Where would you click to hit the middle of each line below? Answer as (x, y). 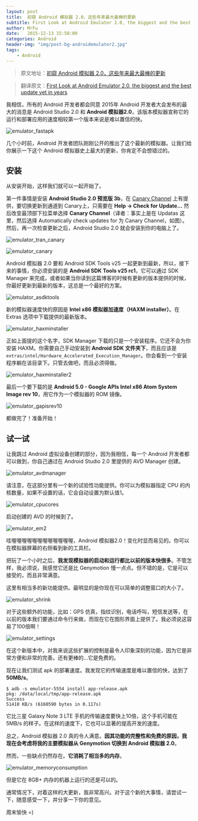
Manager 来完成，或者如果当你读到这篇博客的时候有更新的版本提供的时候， (98, 278)
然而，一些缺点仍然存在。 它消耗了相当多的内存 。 (65, 756)
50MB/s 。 (19, 678)
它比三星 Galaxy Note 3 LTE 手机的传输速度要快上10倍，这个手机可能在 (92, 716)
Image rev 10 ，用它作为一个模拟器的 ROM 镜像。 (66, 394)
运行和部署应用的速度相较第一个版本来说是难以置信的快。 (76, 119)
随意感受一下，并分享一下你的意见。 (60, 800)
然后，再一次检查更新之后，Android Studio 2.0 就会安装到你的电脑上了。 (94, 228)
